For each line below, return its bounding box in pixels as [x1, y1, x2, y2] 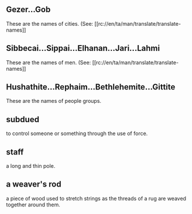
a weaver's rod [6, 180, 61, 189]
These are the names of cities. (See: [6, 20, 94, 27]
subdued [6, 114, 40, 125]
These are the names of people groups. [6, 98, 101, 105]
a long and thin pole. [6, 163, 56, 170]
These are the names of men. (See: [6, 58, 91, 66]
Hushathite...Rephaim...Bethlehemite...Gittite [6, 82, 176, 92]
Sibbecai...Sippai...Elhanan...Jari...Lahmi [6, 43, 160, 53]
